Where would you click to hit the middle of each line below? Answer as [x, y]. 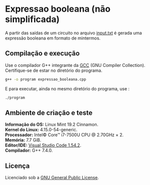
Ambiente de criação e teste [49, 113]
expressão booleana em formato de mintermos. [53, 38]
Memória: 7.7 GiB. [23, 140]
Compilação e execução [42, 53]
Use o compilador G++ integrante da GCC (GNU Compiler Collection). [75, 65]
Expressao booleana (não [58, 9]
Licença [18, 166]
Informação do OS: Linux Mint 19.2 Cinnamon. [52, 124]
